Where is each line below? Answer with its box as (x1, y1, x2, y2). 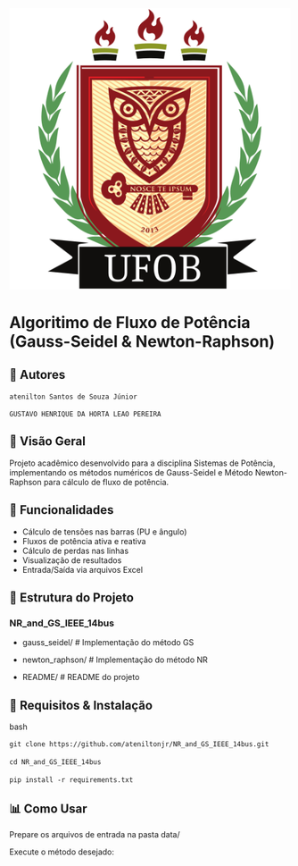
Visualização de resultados (21, 554, 122, 566)
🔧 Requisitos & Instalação (9, 697, 153, 713)
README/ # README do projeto (21, 672, 140, 683)
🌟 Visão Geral (9, 433, 87, 450)
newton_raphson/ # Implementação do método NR (21, 654, 208, 665)
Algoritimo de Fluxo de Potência (9, 313, 252, 333)
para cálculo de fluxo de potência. (43, 476, 170, 487)
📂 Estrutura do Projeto (9, 590, 134, 606)
